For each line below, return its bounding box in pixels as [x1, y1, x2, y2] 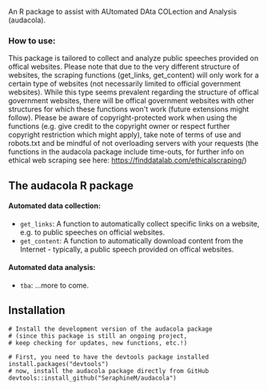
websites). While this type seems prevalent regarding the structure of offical [8, 87, 259, 97]
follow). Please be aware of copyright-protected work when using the [8, 113, 237, 123]
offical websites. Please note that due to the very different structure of [8, 62, 240, 71]
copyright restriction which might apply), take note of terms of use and [8, 130, 241, 139]
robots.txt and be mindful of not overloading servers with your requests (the [8, 139, 259, 148]
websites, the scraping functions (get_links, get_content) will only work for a [8, 70, 260, 80]
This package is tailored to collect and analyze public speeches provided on [8, 54, 259, 63]
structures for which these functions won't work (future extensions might [8, 104, 249, 115]
